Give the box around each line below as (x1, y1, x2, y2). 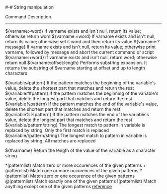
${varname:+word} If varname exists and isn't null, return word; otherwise (5, 55, 157, 60)
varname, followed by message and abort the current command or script (5, 49, 154, 55)
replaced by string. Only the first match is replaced (5, 128, 109, 133)
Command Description (5, 14, 51, 19)
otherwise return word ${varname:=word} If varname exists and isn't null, (5, 33, 156, 39)
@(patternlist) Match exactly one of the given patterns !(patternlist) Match (5, 178, 157, 184)
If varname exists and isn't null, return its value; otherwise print (26, 44, 156, 50)
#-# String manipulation (5, 4, 54, 10)
